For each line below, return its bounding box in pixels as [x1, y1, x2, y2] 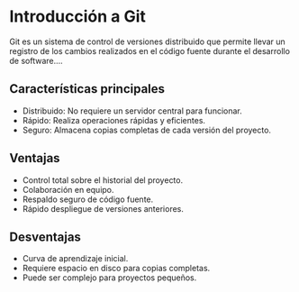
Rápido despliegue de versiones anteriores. [22, 203, 185, 214]
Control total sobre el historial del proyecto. [22, 174, 183, 186]
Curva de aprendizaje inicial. [22, 253, 129, 264]
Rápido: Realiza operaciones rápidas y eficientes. [22, 114, 205, 125]
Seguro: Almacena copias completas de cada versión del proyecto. [22, 124, 272, 135]
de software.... [9, 55, 63, 66]
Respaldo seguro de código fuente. [22, 194, 154, 205]
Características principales [9, 81, 165, 96]
